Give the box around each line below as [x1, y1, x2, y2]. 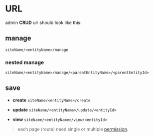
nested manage [5, 58, 44, 65]
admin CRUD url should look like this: [5, 19, 82, 25]
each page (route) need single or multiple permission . [17, 126, 129, 132]
